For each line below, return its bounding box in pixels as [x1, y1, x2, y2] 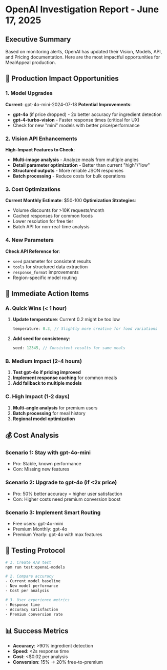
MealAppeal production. [5, 60, 56, 65]
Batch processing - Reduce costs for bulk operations [12, 173, 126, 179]
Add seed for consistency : [12, 336, 70, 342]
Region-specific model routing [12, 274, 77, 281]
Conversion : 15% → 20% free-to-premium [12, 659, 103, 665]
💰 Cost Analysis [5, 431, 59, 440]
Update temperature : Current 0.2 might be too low [12, 317, 120, 323]
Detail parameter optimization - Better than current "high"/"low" [12, 162, 150, 168]
